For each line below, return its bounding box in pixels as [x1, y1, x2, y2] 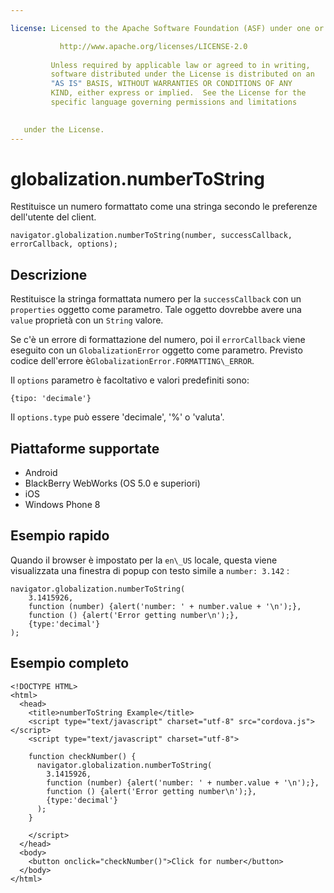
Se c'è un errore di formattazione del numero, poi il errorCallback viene [10, 334, 306, 346]
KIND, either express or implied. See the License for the [50, 88, 307, 98]
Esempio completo [10, 655, 130, 672]
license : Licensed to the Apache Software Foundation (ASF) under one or [10, 23, 325, 33]
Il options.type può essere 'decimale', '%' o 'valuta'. [10, 411, 225, 423]
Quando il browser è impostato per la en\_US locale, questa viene [10, 554, 278, 566]
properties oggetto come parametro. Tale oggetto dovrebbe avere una [10, 304, 302, 316]
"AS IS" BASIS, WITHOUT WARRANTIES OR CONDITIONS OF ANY [50, 79, 293, 89]
